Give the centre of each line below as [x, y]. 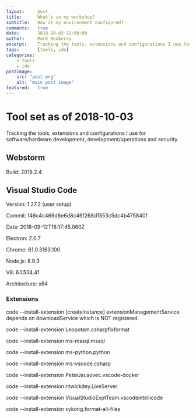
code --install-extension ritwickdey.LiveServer [62, 386]
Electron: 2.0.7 [23, 239]
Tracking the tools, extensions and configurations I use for [76, 133]
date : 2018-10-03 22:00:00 [47, 33]
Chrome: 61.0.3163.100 [33, 250]
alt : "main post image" [45, 83]
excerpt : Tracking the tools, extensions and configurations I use [94, 45]
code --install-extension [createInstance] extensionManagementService [93, 312]
